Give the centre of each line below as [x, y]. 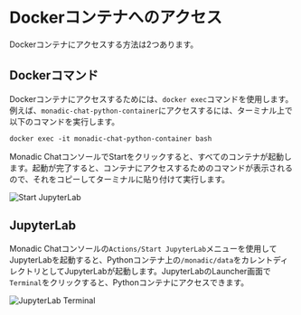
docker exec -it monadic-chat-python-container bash [111, 139]
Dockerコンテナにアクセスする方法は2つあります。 [104, 44]
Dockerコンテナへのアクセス [116, 18]
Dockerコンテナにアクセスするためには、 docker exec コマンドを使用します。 [151, 98]
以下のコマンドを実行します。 [65, 121]
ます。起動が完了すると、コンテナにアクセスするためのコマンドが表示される [151, 168]
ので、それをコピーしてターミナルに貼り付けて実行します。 [120, 179]
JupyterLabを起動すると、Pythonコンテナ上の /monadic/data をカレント [141, 259]
